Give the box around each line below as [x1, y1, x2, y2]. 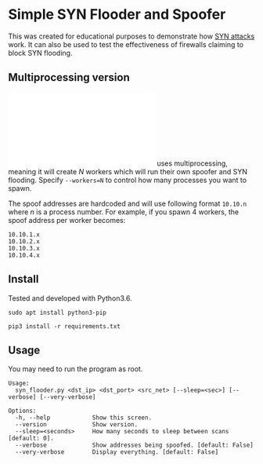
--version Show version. [15, 421, 139, 429]
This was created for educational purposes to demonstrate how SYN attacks [8, 31, 255, 41]
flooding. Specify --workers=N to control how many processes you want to [8, 175, 247, 185]
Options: [8, 407, 37, 415]
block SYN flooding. [8, 48, 73, 57]
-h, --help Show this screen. [15, 414, 153, 422]
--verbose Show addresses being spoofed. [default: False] [15, 441, 254, 449]
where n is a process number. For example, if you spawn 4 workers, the [8, 206, 240, 217]
